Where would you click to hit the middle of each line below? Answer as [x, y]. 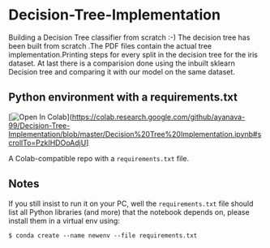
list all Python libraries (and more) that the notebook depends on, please [129, 212]
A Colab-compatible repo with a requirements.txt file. [99, 158]
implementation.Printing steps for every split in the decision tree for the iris [133, 54]
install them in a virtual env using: [64, 220]
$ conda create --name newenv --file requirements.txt [103, 235]
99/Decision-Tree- [39, 125]
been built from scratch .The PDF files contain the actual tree [110, 45]
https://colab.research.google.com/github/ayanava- [159, 117]
